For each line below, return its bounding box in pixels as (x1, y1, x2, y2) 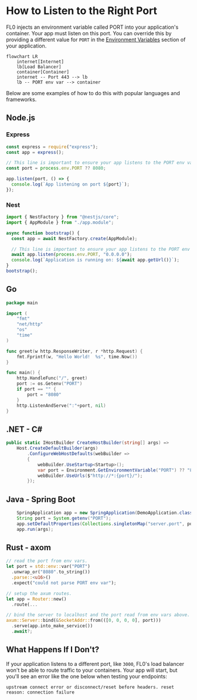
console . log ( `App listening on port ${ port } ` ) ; (11, 181, 130, 187)
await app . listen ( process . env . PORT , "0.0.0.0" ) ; (11, 251, 133, 258)
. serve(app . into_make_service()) (11, 623, 93, 629)
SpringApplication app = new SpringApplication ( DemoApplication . (16, 510, 180, 516)
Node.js (6, 113, 36, 123)
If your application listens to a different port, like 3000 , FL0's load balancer (6, 660, 185, 667)
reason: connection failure (6, 689, 75, 695)
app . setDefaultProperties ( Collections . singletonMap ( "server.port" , (16, 521, 185, 527)
